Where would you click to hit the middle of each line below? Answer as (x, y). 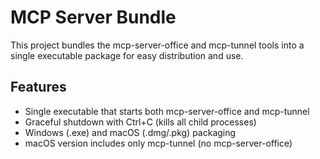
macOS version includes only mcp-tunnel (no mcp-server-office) (158, 143)
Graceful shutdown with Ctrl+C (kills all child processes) (140, 122)
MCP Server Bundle (93, 17)
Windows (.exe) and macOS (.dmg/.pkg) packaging (130, 132)
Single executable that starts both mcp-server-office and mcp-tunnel (167, 111)
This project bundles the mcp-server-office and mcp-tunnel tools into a (157, 45)
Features (38, 87)
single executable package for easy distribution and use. (127, 55)
